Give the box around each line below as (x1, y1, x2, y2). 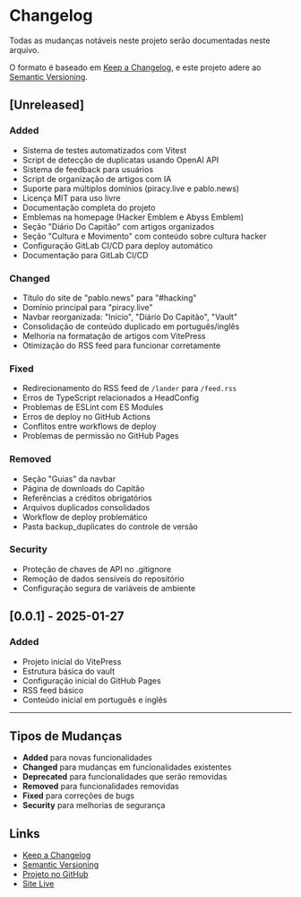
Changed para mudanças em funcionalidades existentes (21, 762, 232, 772)
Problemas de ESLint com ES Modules (21, 402, 164, 413)
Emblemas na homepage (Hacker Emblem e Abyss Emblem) (21, 212, 245, 222)
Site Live (21, 878, 55, 889)
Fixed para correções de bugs (21, 790, 134, 801)
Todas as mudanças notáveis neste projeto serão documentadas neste (9, 35, 271, 46)
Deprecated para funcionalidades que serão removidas (21, 771, 228, 782)
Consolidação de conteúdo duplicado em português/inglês (21, 320, 240, 332)
